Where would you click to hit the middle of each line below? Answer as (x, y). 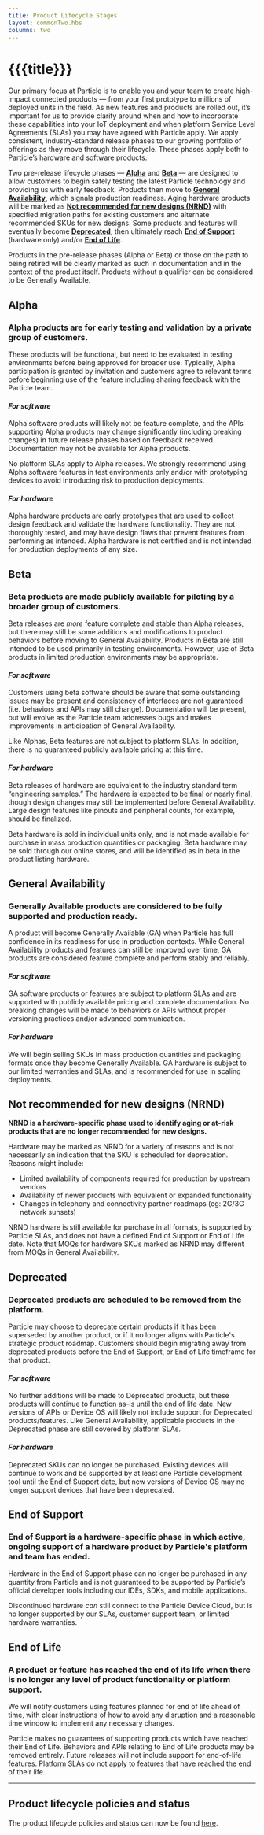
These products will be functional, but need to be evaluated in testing (120, 354)
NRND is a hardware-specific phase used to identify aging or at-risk (121, 1123)
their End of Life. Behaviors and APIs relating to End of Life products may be (131, 1746)
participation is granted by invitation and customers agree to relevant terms (130, 371)
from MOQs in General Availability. (64, 1252)
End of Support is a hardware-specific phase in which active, (127, 1537)
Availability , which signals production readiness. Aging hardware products (129, 198)
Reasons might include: (46, 1164)
